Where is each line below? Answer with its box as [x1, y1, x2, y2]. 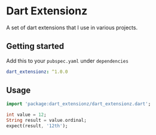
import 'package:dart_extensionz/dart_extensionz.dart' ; [6, 101, 151, 107]
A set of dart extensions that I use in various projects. [6, 24, 138, 31]
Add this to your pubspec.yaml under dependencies [6, 57, 129, 64]
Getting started [6, 41, 65, 51]
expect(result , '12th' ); [6, 123, 68, 129]
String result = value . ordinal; [6, 118, 87, 124]
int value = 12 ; [6, 112, 47, 118]
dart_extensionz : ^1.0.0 [6, 69, 68, 75]
